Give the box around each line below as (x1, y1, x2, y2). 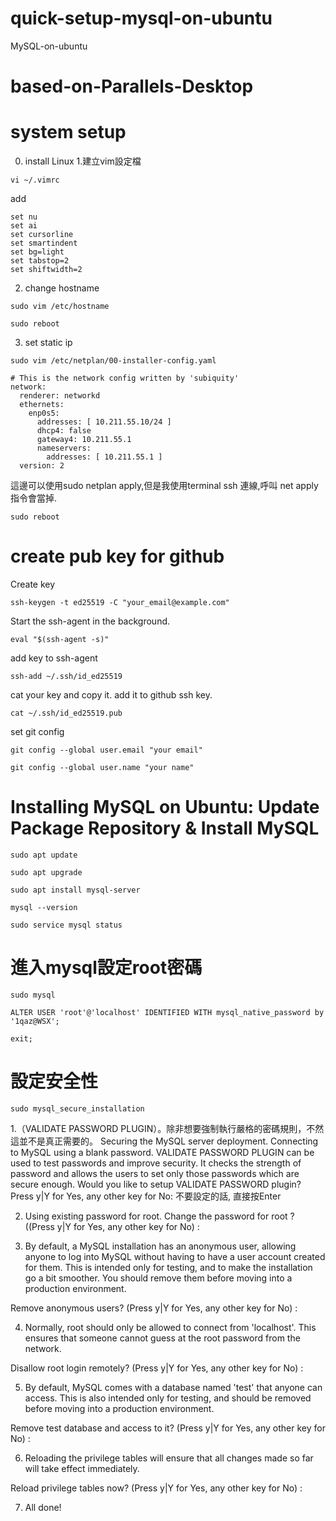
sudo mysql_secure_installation (10, 1103, 145, 1114)
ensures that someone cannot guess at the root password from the (24, 1332, 301, 1344)
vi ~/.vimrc (10, 175, 60, 186)
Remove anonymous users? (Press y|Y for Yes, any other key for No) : (10, 1302, 298, 1314)
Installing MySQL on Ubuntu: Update (10, 796, 320, 819)
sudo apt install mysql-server (10, 885, 141, 895)
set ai (10, 221, 38, 231)
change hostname (24, 282, 100, 294)
